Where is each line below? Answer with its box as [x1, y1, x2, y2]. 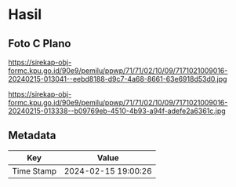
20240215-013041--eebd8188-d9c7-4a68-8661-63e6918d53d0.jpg [8, 75, 227, 83]
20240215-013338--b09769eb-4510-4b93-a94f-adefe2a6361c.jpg [8, 106, 226, 115]
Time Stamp [12, 165, 57, 176]
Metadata [8, 129, 56, 142]
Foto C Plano [8, 37, 71, 50]
